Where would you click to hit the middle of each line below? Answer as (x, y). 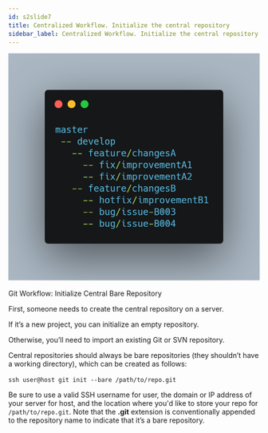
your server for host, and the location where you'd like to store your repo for (133, 403)
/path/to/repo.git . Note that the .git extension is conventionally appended (132, 412)
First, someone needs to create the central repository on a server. (116, 309)
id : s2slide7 (30, 17)
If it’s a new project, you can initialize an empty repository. (104, 324)
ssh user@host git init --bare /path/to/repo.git (93, 380)
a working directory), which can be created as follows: (98, 364)
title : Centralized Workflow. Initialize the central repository (119, 25)
